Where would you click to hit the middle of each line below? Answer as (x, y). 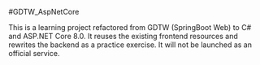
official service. (34, 53)
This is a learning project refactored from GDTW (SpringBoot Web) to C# (130, 27)
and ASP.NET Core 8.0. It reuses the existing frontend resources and (123, 36)
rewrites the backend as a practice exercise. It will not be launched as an (130, 45)
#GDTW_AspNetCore (44, 12)
